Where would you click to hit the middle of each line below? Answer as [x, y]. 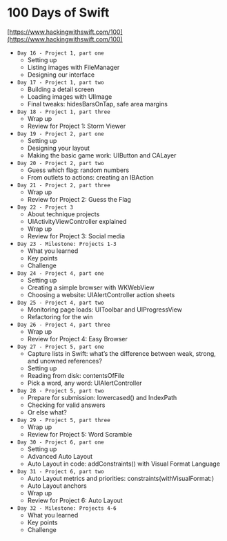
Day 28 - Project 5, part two [61, 391]
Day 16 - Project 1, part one [61, 53]
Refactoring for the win [60, 316]
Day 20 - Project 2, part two [61, 163]
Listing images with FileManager [73, 67]
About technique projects [63, 214]
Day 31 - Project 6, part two [61, 471]
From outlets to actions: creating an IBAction [90, 177]
